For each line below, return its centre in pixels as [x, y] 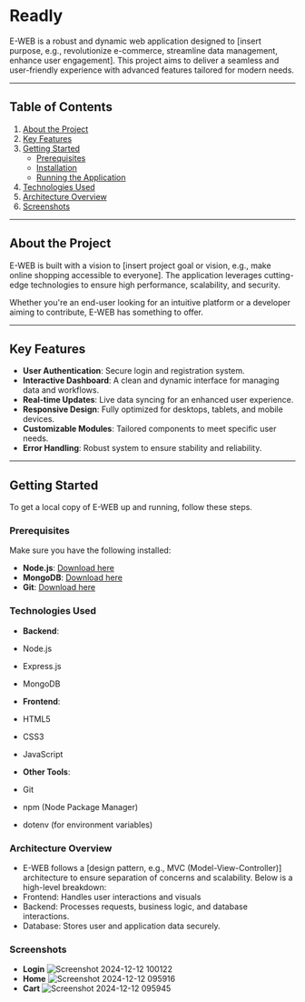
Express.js [42, 666]
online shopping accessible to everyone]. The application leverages [136, 275]
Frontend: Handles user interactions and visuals [112, 897]
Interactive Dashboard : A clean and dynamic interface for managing [151, 381]
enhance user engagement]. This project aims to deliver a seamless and [144, 60]
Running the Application [81, 177]
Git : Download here [59, 587]
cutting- [279, 275]
